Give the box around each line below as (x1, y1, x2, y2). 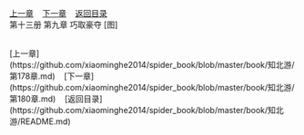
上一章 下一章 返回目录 (9, 8, 107, 18)
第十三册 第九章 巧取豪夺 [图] (9, 19, 118, 30)
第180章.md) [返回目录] (9, 93, 103, 104)
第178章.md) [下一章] (9, 71, 95, 82)
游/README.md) (9, 116, 71, 127)
